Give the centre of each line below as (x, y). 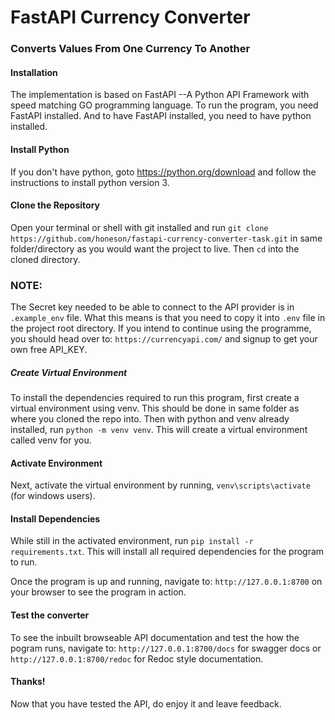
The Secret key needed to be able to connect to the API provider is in (152, 307)
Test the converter (50, 615)
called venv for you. (51, 440)
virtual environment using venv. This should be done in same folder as (155, 408)
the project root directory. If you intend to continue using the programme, (161, 328)
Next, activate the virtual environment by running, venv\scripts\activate (160, 485)
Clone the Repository (55, 205)
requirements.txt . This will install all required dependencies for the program (167, 552)
